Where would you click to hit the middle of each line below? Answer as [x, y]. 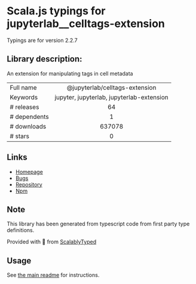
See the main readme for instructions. [53, 275]
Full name [24, 87]
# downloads [28, 126]
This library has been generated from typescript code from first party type [98, 224]
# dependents [30, 117]
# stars [19, 136]
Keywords [24, 97]
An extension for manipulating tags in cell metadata [70, 74]
